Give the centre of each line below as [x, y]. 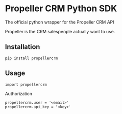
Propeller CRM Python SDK [61, 9]
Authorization [19, 93]
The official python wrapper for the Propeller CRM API [60, 22]
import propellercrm [26, 84]
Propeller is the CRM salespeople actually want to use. [60, 31]
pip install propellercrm [31, 58]
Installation [23, 47]
